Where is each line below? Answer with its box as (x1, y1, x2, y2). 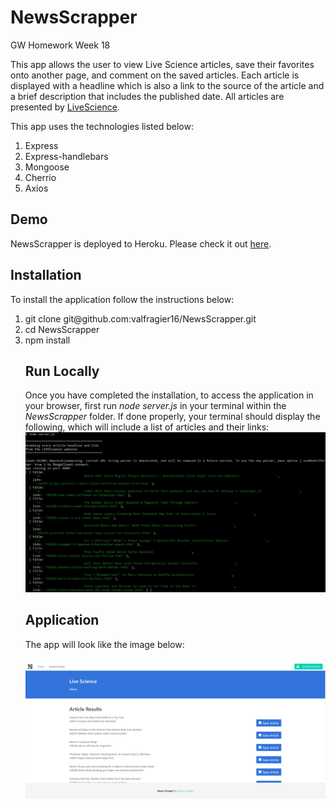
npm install (24, 334, 71, 346)
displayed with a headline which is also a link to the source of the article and (10, 79, 325, 91)
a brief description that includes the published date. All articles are (10, 90, 285, 102)
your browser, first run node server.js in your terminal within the (24, 400, 287, 412)
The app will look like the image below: (24, 638, 185, 650)
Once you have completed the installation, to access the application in (24, 389, 314, 401)
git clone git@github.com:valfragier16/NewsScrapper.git (24, 312, 257, 325)
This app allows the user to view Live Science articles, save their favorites (10, 58, 315, 70)
